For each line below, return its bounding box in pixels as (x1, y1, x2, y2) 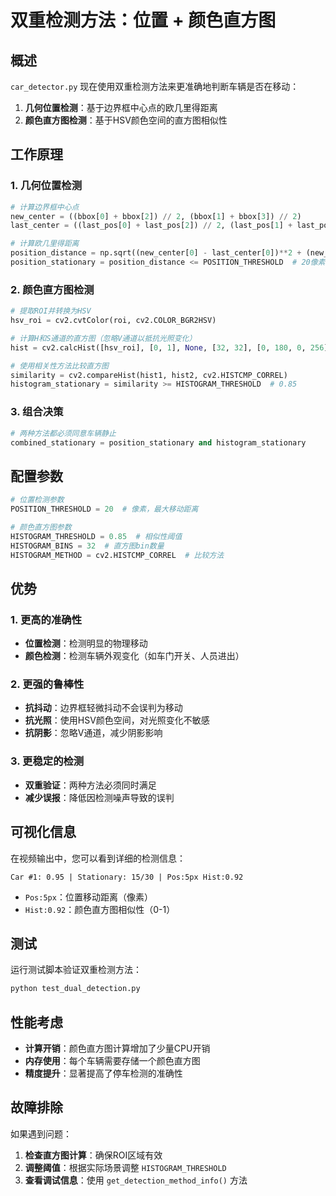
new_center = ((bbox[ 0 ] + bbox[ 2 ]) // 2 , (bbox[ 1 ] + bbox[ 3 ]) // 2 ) (10, 211, 302, 221)
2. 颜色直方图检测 (10, 282, 95, 296)
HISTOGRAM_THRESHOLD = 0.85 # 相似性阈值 (10, 531, 183, 541)
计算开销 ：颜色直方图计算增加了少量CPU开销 (24, 1042, 211, 1055)
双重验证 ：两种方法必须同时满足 (24, 779, 157, 791)
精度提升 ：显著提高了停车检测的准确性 (24, 1067, 183, 1080)
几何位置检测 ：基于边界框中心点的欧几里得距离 (24, 102, 218, 113)
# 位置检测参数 (10, 495, 65, 505)
